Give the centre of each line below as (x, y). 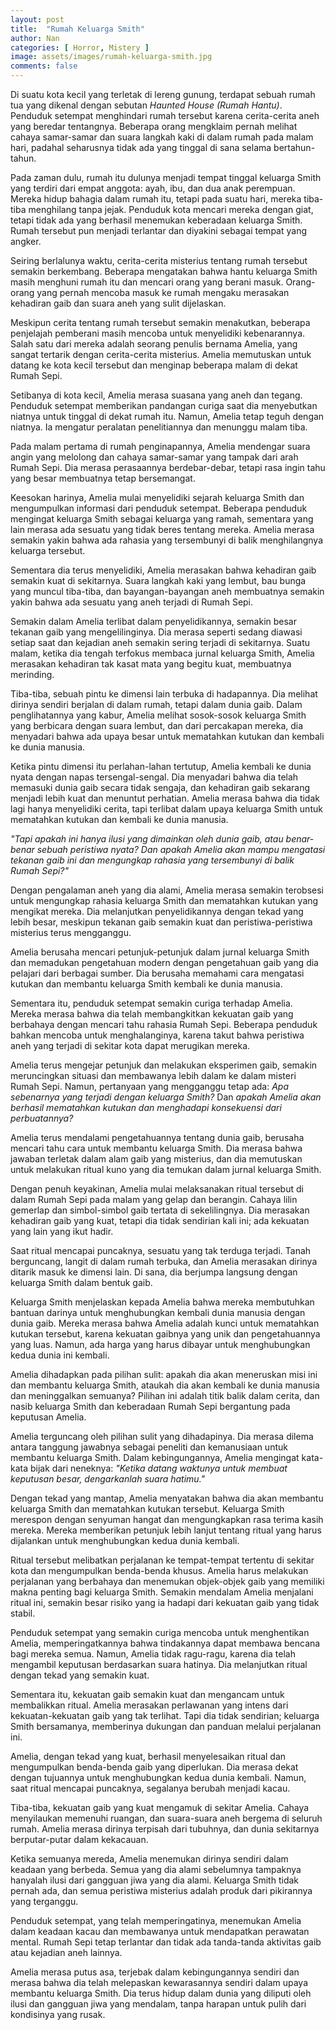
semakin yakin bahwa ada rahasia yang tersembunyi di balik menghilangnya (167, 540)
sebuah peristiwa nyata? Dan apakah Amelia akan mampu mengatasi (181, 849)
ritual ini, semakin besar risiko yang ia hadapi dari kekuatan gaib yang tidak (165, 1602)
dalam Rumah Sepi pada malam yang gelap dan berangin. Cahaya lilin (154, 1199)
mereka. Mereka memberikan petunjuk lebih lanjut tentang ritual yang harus (166, 1530)
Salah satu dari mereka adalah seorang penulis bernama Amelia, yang (154, 344)
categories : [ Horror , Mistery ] (80, 47)
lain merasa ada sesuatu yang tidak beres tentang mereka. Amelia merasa (162, 529)
